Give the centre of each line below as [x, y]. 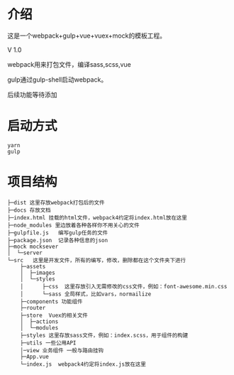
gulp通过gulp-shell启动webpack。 [57, 80]
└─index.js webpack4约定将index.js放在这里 [83, 364]
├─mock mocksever [33, 246]
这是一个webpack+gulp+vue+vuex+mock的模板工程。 [87, 36]
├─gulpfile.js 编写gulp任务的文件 [58, 233]
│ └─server [25, 253]
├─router [33, 308]
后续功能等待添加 [32, 94]
